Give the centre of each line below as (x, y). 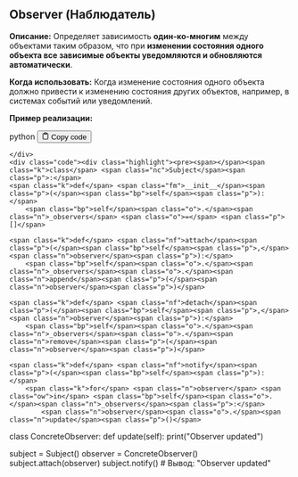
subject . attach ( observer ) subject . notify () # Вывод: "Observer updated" (140, 464)
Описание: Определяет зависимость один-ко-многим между (129, 36)
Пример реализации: (51, 118)
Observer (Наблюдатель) (83, 15)
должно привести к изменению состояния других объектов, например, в (149, 91)
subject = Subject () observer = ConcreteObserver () (104, 454)
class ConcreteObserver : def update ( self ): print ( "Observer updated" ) (137, 437)
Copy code (69, 137)
